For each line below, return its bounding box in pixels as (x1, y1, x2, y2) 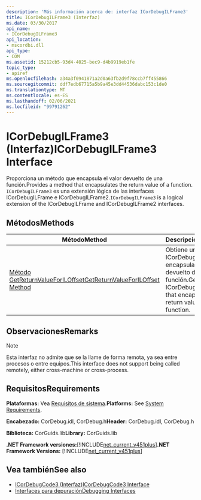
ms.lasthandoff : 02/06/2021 (6, 98, 77, 104)
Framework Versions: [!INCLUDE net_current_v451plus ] (6, 447, 142, 454)
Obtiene (165, 245, 188, 254)
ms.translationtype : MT (6, 87, 66, 93)
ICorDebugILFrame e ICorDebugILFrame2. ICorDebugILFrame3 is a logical (6, 194, 184, 201)
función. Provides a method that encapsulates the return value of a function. (6, 181, 193, 188)
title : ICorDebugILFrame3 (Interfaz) (6, 14, 100, 20)
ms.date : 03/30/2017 (6, 20, 58, 26)
